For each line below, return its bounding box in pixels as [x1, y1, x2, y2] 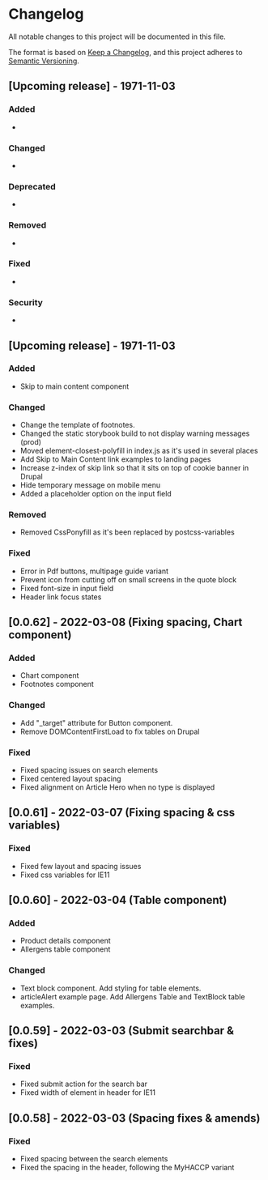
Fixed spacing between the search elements [19, 1154, 168, 1164]
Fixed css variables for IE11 [19, 870, 110, 880]
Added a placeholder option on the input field [19, 489, 172, 499]
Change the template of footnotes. [19, 420, 135, 430]
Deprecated [8, 181, 57, 192]
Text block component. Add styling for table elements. [19, 983, 202, 993]
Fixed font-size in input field [19, 583, 114, 593]
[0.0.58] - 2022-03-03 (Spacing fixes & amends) [8, 1111, 261, 1125]
